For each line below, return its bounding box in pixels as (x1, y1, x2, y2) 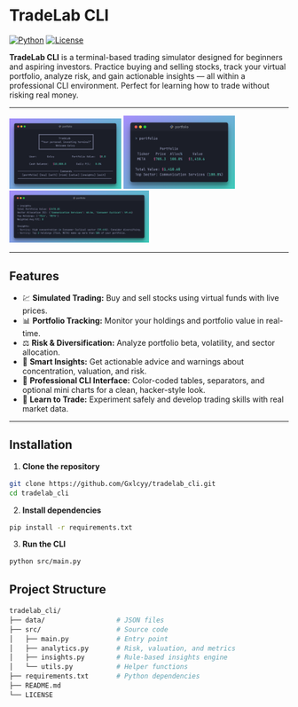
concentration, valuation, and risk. (21, 365, 147, 376)
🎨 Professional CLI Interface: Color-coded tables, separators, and (21, 374, 265, 386)
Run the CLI (21, 538, 67, 550)
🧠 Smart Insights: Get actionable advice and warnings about (21, 356, 245, 366)
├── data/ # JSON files (9, 616, 165, 625)
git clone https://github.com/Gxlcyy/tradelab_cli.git (9, 479, 216, 488)
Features (9, 268, 59, 284)
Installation (9, 437, 73, 452)
